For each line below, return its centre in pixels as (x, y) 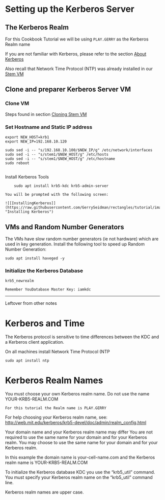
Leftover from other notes (31, 303)
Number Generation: (26, 250)
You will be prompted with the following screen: (57, 195)
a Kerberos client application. (35, 342)
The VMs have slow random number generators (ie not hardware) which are (82, 239)
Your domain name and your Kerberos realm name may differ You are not (79, 432)
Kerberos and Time (45, 323)
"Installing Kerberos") (29, 212)
